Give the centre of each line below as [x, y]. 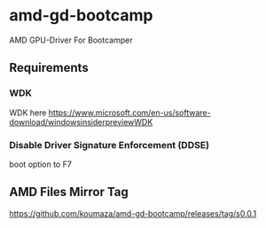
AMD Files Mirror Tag [69, 192]
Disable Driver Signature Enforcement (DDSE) [110, 145]
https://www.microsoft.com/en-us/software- [129, 113]
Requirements [49, 68]
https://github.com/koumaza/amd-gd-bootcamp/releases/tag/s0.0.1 [133, 213]
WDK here [28, 113]
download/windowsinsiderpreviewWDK [81, 122]
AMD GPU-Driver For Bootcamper [71, 40]
